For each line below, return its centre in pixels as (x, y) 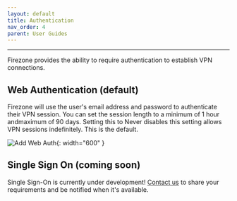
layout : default (31, 14)
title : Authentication (41, 20)
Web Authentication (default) (73, 90)
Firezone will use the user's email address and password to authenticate (112, 107)
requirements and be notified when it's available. (78, 189)
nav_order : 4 (26, 27)
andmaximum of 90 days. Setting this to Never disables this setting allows (115, 122)
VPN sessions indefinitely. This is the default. (73, 129)
